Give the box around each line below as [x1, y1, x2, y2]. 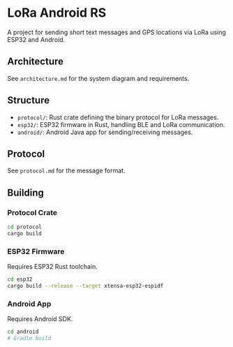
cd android [7, 328, 39, 336]
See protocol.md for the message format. [7, 166, 126, 175]
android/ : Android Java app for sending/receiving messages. [17, 128, 193, 136]
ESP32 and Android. [7, 35, 66, 43]
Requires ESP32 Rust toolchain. [7, 263, 98, 271]
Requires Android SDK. [7, 315, 73, 323]
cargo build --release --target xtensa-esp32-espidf [7, 282, 164, 289]
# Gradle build [7, 335, 52, 342]
